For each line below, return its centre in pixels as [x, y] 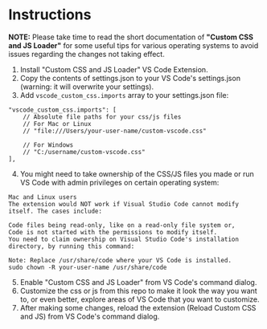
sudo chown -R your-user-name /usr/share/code [88, 267]
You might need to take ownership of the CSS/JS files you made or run [137, 173]
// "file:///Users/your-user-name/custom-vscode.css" [115, 131]
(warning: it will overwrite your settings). [87, 87]
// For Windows [48, 145]
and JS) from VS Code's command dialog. [90, 316]
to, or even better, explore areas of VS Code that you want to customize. [140, 299]
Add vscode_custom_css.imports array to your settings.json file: [124, 95]
